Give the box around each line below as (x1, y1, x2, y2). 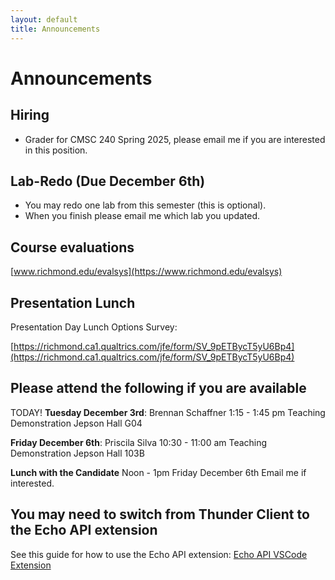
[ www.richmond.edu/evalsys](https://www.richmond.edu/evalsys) (10, 266, 283, 278)
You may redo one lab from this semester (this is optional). (24, 199, 267, 211)
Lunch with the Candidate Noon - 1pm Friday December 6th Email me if (10, 466, 307, 478)
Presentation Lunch (10, 294, 136, 311)
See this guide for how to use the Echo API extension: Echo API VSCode (10, 548, 308, 560)
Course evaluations (10, 239, 135, 256)
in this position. (24, 144, 88, 156)
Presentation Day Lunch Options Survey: (10, 321, 178, 333)
